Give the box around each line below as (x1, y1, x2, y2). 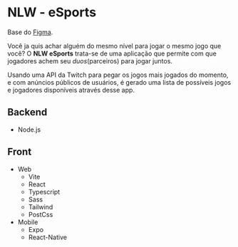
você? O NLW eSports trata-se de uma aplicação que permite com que (7, 49, 217, 58)
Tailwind (28, 202, 53, 211)
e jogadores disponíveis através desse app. (7, 85, 135, 94)
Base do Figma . (7, 28, 53, 36)
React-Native (28, 233, 68, 241)
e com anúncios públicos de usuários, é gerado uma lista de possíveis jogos (7, 78, 232, 86)
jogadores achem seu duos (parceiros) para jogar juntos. (7, 56, 173, 65)
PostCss (28, 210, 53, 219)
